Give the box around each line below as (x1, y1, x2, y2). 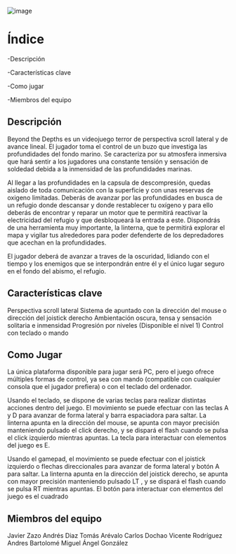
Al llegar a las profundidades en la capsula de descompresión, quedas (7, 178, 211, 187)
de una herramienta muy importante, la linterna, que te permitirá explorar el (7, 223, 225, 232)
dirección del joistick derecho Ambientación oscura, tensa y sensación (7, 314, 212, 322)
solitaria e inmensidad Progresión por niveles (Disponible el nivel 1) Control (7, 321, 223, 329)
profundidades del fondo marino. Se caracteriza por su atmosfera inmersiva (7, 149, 227, 158)
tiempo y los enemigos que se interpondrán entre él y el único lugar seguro (7, 259, 225, 268)
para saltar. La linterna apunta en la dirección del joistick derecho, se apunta (7, 469, 228, 479)
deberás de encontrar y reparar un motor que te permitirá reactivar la (7, 208, 208, 216)
